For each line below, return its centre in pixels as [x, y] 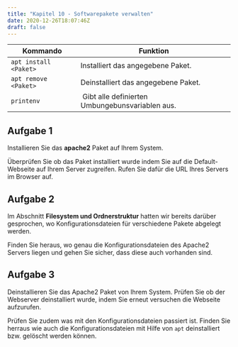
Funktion [154, 51]
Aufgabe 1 [30, 131]
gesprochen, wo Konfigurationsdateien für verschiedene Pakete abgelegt [114, 224]
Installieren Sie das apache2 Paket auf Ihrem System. [85, 148]
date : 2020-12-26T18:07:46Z [49, 21]
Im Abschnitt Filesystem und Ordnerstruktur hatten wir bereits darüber [112, 216]
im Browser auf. [30, 177]
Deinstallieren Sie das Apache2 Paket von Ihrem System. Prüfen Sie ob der [116, 292]
